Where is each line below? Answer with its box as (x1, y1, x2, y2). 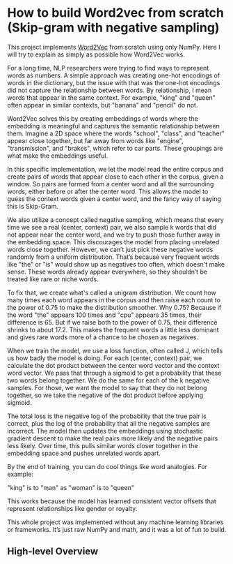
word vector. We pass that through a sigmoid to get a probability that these (7, 369, 222, 377)
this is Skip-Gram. (7, 202, 59, 210)
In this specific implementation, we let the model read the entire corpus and (7, 165, 224, 173)
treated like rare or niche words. (7, 274, 99, 283)
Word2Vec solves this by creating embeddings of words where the (7, 114, 198, 123)
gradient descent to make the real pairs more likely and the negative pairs (7, 434, 218, 443)
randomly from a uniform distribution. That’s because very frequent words (7, 253, 220, 261)
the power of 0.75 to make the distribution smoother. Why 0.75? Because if (7, 303, 222, 311)
